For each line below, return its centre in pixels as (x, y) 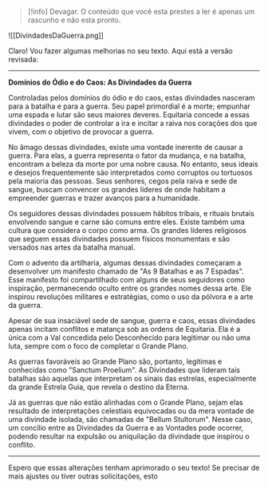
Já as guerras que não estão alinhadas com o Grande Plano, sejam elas (126, 402)
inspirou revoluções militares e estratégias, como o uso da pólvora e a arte (131, 297)
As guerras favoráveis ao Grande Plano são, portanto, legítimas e (115, 361)
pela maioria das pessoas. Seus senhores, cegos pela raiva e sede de (123, 181)
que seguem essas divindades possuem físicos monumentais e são (119, 239)
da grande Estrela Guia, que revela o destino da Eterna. (99, 387)
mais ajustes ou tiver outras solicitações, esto (83, 476)
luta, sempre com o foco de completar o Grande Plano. (99, 346)
